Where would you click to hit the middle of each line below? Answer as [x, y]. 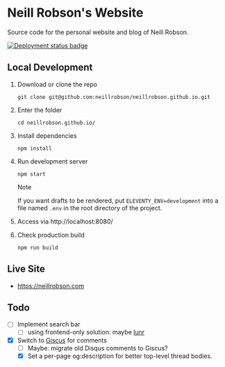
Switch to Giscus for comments [62, 340]
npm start [32, 174]
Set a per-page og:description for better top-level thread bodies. [120, 356]
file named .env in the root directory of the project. [90, 208]
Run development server [52, 161]
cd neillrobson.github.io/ [56, 123]
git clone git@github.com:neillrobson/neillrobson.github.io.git [114, 97]
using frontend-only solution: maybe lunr [86, 332]
